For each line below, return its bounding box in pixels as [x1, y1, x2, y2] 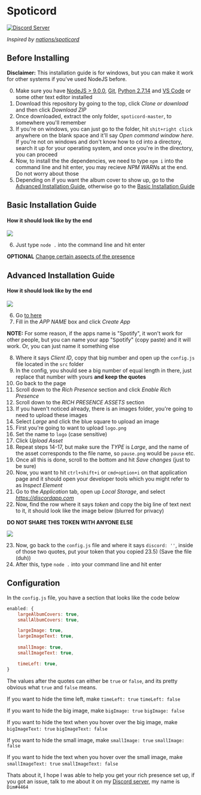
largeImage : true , [17, 628, 63, 634]
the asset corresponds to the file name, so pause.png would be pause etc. [15, 449, 195, 457]
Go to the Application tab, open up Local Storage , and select [15, 488, 165, 495]
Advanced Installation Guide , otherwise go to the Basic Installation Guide [15, 182, 195, 190]
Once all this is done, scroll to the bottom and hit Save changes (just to [15, 456, 190, 463]
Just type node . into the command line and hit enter [15, 241, 145, 248]
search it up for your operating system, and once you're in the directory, [15, 144, 193, 151]
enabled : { [7, 605, 34, 611]
